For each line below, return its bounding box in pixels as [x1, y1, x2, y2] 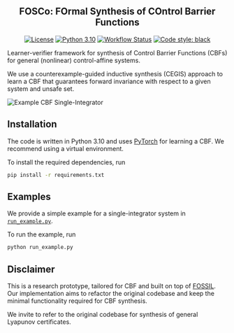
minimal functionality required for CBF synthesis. [7, 297, 148, 305]
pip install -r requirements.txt [7, 171, 105, 178]
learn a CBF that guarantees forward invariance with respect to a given [7, 77, 211, 85]
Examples [7, 190, 51, 202]
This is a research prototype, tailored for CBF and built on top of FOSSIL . [7, 282, 217, 290]
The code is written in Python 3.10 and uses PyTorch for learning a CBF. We [7, 136, 225, 146]
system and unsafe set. [7, 84, 75, 93]
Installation [7, 118, 57, 130]
